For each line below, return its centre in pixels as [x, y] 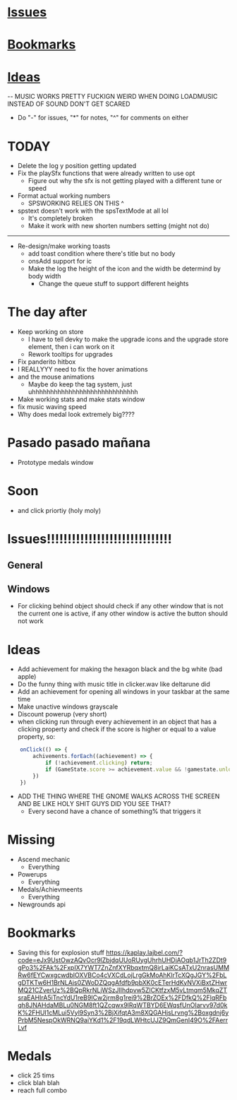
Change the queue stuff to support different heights [114, 284]
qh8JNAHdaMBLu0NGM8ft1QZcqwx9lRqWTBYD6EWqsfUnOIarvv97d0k [122, 1005]
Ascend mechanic [44, 859]
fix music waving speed [52, 407]
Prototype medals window [55, 463]
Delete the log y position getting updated [77, 166]
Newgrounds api [41, 904]
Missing [31, 840]
